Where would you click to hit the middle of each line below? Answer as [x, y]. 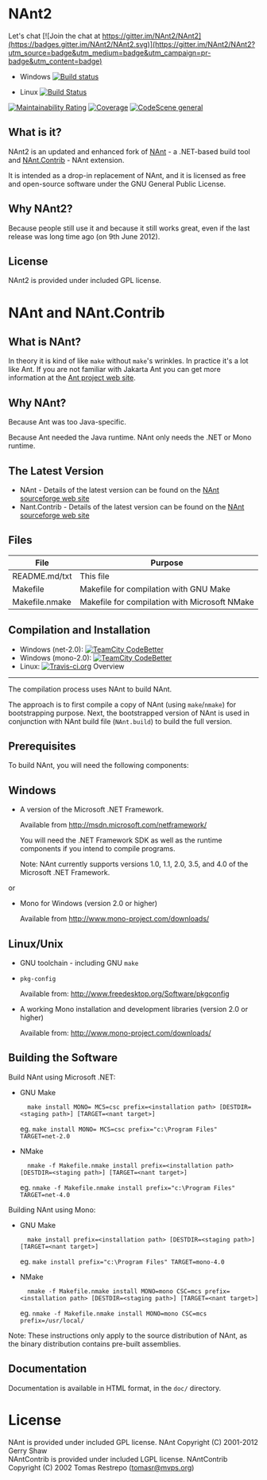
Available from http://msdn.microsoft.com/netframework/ [113, 825]
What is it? [35, 132]
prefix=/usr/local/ [52, 1320]
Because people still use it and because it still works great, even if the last [129, 228]
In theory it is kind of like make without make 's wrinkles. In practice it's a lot [128, 361]
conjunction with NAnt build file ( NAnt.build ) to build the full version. [120, 721]
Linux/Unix [36, 944]
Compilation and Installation [79, 630]
